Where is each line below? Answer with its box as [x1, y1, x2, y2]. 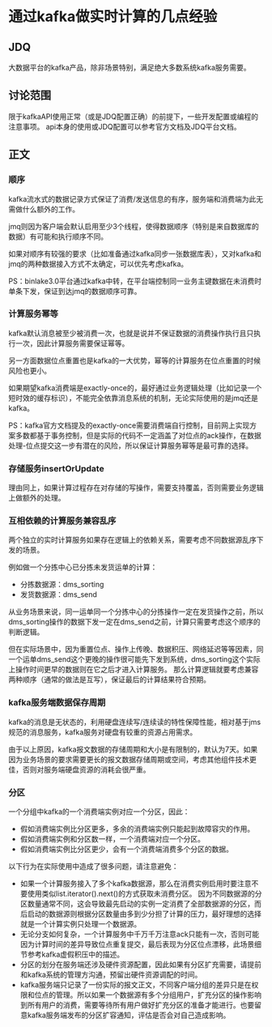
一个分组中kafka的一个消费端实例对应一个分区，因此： [8, 807, 190, 816]
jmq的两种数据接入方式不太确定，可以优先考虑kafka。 [8, 258, 189, 268]
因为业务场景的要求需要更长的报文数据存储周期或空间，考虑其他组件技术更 [8, 754, 257, 764]
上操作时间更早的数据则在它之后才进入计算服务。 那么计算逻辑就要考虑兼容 [8, 665, 259, 675]
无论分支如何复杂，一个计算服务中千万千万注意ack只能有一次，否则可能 [19, 929, 260, 939]
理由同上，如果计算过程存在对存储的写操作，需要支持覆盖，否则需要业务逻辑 [8, 483, 264, 492]
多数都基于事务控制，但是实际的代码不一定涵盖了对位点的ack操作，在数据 [15, 430, 261, 440]
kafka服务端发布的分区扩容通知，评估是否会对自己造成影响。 [27, 1010, 231, 1020]
